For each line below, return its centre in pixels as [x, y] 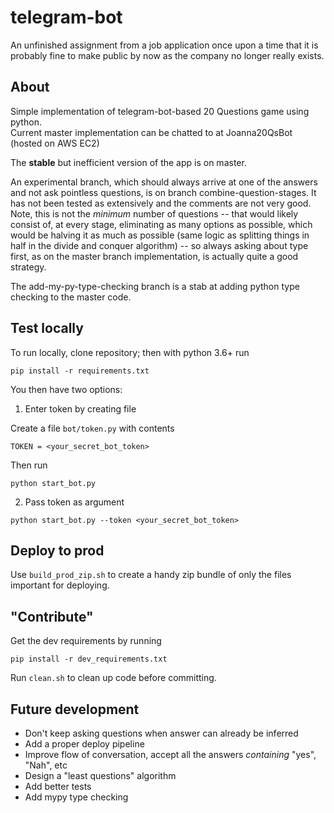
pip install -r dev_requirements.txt [89, 659]
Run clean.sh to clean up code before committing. [113, 678]
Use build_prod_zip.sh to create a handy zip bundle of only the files [151, 575]
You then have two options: [66, 389]
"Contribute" [52, 616]
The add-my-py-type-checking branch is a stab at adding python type [155, 286]
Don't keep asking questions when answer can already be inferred [161, 733]
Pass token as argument [74, 502]
